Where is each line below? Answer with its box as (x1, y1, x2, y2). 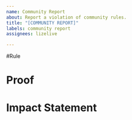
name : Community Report (6, 8, 66, 15)
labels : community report (6, 25, 70, 32)
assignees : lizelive (6, 31, 58, 37)
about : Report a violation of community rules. (6, 14, 127, 20)
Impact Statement (6, 101, 97, 114)
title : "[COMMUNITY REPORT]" (6, 20, 79, 26)
